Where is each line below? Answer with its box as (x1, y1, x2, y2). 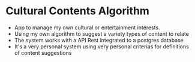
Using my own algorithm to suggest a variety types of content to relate (14, 30, 190, 37)
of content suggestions (14, 49, 72, 56)
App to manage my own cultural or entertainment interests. (14, 24, 160, 31)
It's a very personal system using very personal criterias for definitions (14, 43, 190, 50)
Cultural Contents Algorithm (5, 4, 149, 18)
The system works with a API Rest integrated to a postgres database (14, 36, 184, 44)
